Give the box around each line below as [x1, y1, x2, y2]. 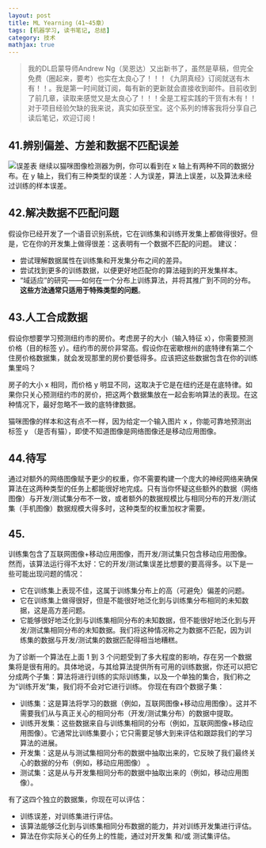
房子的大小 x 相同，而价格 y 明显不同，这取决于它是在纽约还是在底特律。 [8, 379, 246, 389]
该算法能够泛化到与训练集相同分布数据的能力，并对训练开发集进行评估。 [19, 821, 256, 831]
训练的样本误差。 [14, 181, 71, 190]
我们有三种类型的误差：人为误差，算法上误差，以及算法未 [57, 171, 245, 181]
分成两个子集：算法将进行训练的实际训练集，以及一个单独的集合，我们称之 [8, 672, 251, 682]
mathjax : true [8, 41, 55, 49]
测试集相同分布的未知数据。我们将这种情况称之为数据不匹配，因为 [28, 626, 245, 635]
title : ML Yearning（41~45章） [8, 19, 108, 27]
